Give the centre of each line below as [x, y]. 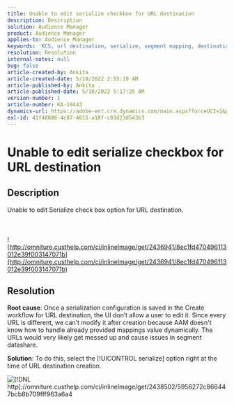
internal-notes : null [39, 59]
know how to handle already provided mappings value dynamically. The [110, 330]
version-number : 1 [34, 99]
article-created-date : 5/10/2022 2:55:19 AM [73, 79]
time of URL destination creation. [54, 366]
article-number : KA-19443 [45, 105]
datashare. [23, 345]
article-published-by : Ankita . [54, 85]
